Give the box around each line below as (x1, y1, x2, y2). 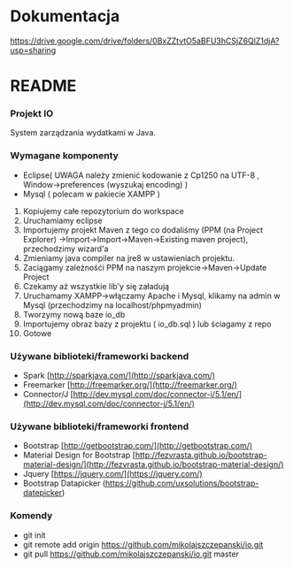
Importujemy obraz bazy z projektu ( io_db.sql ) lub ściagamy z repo (22, 319, 272, 329)
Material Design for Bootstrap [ (22, 449, 136, 461)
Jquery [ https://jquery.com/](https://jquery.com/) (22, 469, 203, 480)
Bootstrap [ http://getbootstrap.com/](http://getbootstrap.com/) (22, 441, 253, 451)
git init (22, 529, 46, 541)
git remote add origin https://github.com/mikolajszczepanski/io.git (22, 539, 264, 549)
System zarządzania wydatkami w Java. (10, 127, 157, 138)
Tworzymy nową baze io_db (22, 309, 126, 319)
